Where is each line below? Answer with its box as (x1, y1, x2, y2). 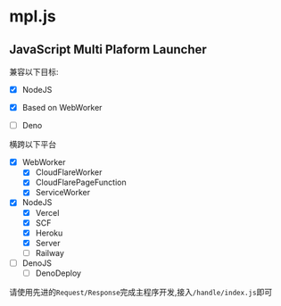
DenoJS (21, 257, 52, 269)
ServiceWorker (35, 187, 91, 198)
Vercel (35, 207, 60, 218)
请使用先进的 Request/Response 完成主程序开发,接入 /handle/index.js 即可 (9, 286, 273, 297)
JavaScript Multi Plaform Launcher (9, 42, 207, 57)
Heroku (35, 227, 63, 238)
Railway (35, 247, 65, 258)
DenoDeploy (35, 268, 82, 278)
